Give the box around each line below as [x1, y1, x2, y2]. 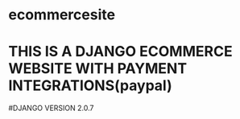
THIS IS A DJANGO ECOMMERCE [8, 43, 233, 61]
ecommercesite [8, 6, 115, 24]
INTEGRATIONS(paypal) [8, 76, 172, 95]
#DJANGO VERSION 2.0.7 [8, 103, 94, 113]
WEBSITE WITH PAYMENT [8, 59, 188, 78]
